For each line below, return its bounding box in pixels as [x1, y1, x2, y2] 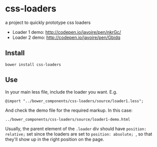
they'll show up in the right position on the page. [5, 136, 105, 142]
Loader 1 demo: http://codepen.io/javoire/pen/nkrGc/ [12, 29, 121, 35]
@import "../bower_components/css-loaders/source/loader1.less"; [5, 98, 144, 104]
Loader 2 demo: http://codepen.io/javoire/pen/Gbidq [12, 34, 121, 40]
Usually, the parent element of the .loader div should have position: [5, 126, 147, 132]
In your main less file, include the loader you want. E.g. [5, 89, 118, 95]
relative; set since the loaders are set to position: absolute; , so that [5, 131, 153, 137]
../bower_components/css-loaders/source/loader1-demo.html [5, 117, 131, 122]
